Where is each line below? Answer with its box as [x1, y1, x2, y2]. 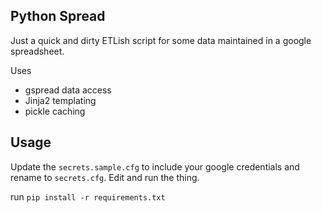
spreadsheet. [10, 45, 65, 57]
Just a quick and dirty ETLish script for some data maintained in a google [10, 34, 312, 46]
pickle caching [24, 105, 86, 117]
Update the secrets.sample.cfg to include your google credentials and [10, 160, 300, 173]
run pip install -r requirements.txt [10, 190, 166, 203]
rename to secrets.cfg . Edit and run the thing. [10, 171, 200, 183]
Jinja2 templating [24, 94, 97, 106]
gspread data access [24, 84, 112, 96]
